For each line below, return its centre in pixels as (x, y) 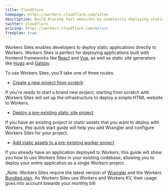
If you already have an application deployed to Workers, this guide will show (83, 152)
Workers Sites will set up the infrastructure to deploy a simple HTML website (84, 97)
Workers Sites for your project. (37, 133)
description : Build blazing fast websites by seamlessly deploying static (85, 19)
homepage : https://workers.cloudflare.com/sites (57, 14)
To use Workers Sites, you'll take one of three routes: (60, 73)
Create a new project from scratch (48, 82)
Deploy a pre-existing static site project (53, 112)
